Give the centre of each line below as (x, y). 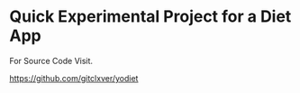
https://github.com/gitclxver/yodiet (74, 78)
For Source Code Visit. (51, 60)
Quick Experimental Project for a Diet (150, 17)
